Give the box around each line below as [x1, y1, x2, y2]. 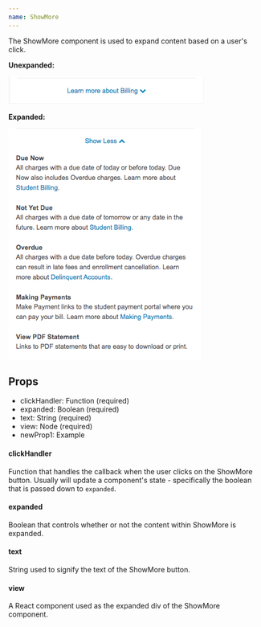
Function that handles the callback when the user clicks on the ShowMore [8, 466, 253, 476]
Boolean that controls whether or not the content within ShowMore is [8, 519, 237, 530]
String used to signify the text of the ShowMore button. [8, 565, 191, 575]
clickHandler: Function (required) [19, 396, 130, 406]
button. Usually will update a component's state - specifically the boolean [8, 475, 252, 485]
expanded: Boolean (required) [19, 404, 120, 414]
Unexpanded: [8, 60, 55, 70]
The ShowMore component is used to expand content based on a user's [8, 36, 247, 46]
